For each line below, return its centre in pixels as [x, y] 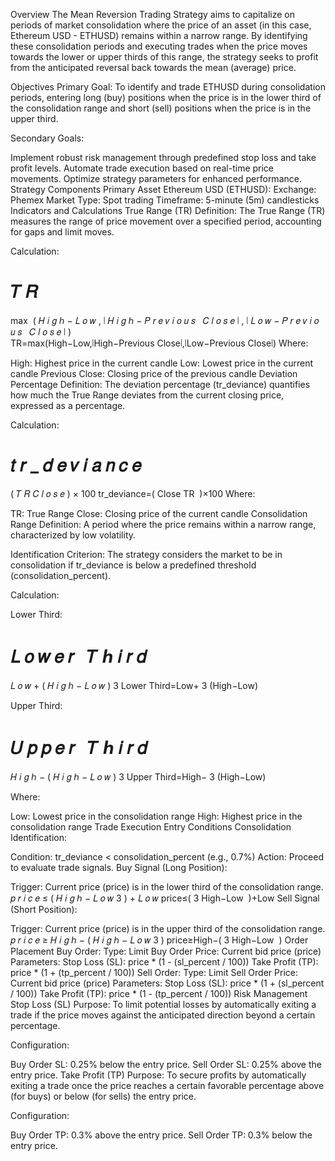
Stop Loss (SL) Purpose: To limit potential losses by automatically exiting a [163, 1004]
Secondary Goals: [47, 138]
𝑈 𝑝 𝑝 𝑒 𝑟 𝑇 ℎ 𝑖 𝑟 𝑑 [79, 748]
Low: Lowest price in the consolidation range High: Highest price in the [156, 816]
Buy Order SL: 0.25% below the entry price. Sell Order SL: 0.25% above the [166, 1064]
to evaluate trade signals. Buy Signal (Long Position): [119, 867]
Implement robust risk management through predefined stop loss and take [163, 157]
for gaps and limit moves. [62, 232]
